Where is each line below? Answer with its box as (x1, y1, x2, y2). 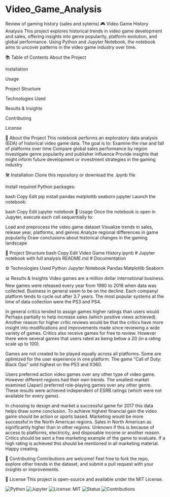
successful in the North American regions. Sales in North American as (5, 418, 152, 424)
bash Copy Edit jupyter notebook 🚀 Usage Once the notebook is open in (5, 208, 156, 215)
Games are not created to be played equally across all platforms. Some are (5, 350, 161, 357)
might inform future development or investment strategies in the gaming (5, 156, 156, 162)
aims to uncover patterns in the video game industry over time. (5, 44, 137, 50)
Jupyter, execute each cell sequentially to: (5, 214, 94, 220)
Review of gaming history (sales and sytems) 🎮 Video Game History (5, 20, 149, 26)
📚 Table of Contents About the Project (5, 54, 86, 60)
